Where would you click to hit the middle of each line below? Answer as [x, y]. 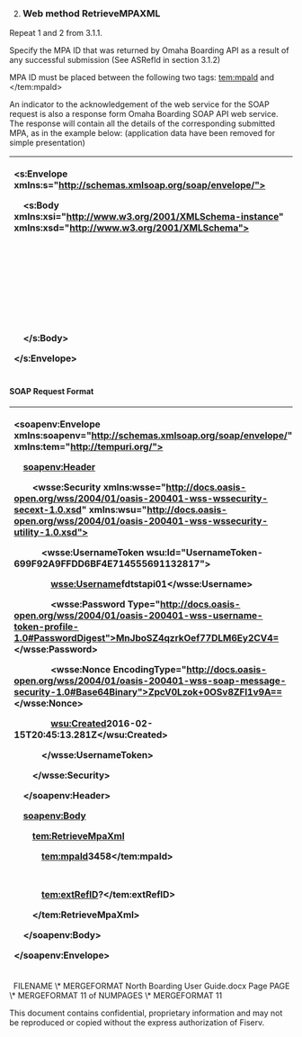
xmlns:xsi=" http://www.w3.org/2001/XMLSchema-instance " [149, 217]
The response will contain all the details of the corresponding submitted [142, 123]
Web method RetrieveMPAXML [91, 14]
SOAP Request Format [52, 391]
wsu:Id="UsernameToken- [204, 552]
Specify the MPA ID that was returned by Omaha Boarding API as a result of [149, 50]
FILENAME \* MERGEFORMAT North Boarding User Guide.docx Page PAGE [151, 986]
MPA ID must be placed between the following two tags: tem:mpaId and [142, 77]
